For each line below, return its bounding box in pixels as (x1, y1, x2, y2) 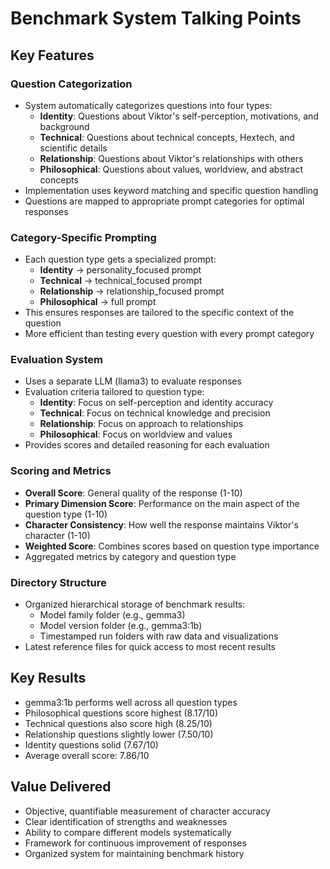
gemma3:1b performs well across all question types (24, 696, 238, 708)
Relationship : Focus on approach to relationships (39, 418, 244, 430)
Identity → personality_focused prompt (39, 264, 202, 276)
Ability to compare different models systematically (24, 826, 232, 838)
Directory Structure (10, 575, 107, 589)
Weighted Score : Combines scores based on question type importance (24, 540, 320, 552)
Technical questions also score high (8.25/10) (24, 717, 213, 729)
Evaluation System (10, 353, 103, 367)
